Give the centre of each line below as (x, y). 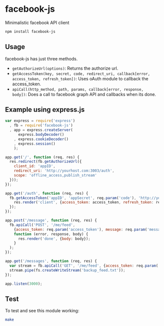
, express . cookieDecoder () (41, 139)
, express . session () (35, 144)
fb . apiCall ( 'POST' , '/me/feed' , (42, 225)
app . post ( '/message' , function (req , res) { (51, 221)
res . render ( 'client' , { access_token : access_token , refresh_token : (84, 202)
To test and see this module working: (42, 311)
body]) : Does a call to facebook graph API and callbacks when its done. (84, 94)
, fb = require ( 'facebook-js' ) (41, 125)
